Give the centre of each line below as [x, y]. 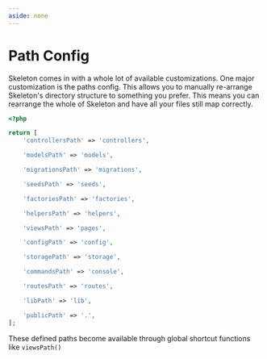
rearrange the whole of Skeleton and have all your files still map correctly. [131, 104]
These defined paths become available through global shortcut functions [129, 338]
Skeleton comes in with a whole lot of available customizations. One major [131, 78]
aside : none [28, 16]
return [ [23, 133]
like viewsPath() [35, 347]
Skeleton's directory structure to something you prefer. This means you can [134, 95]
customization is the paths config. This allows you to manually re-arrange [130, 86]
